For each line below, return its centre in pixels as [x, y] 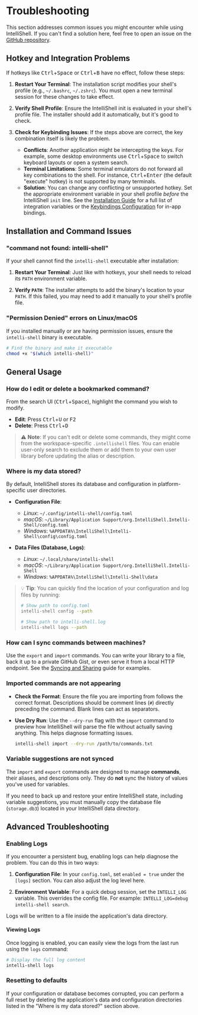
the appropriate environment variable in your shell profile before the [106, 194]
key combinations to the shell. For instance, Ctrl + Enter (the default [108, 175]
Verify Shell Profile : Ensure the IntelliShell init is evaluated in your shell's [103, 108]
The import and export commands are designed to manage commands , [94, 771]
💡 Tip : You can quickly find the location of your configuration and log [105, 588]
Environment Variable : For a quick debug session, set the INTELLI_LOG [100, 892]
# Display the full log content [46, 960]
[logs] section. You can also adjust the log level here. [80, 881]
